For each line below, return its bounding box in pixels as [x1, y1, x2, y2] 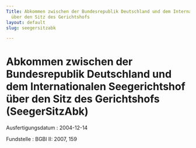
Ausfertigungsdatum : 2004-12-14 [6, 124, 88, 132]
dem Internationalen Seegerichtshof [6, 80, 185, 94]
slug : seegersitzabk [6, 25, 57, 31]
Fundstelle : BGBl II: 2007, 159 [6, 136, 78, 143]
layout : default [6, 19, 45, 25]
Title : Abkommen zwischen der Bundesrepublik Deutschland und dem [6, 8, 171, 15]
